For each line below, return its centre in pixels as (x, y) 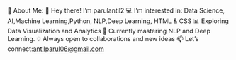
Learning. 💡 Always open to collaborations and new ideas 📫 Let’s (103, 39)
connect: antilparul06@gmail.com (56, 49)
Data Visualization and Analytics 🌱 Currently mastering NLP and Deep (109, 31)
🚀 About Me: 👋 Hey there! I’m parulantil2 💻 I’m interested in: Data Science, (116, 10)
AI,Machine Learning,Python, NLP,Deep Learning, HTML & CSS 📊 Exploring (118, 21)
